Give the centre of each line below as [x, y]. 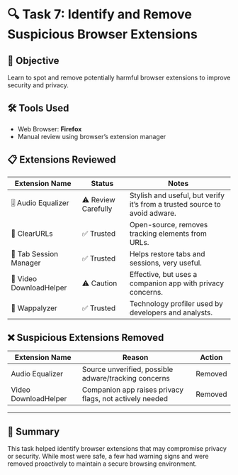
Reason [136, 358]
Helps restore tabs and [167, 253]
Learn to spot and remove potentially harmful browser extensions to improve [119, 77]
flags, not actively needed [125, 399]
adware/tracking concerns [126, 378]
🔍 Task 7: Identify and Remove [100, 15]
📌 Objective [33, 61]
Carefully [97, 209]
